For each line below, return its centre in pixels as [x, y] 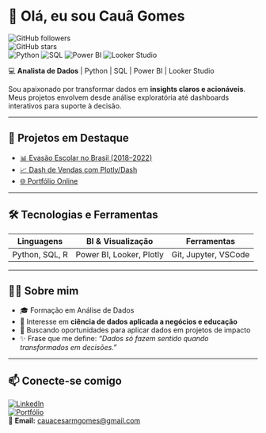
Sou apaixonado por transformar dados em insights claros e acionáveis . [127, 89]
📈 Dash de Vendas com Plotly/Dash [78, 169]
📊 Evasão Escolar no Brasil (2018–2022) [86, 158]
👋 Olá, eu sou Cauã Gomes [97, 16]
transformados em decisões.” [68, 348]
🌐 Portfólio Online [49, 180]
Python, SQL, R [40, 254]
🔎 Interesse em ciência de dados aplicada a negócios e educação [128, 322]
